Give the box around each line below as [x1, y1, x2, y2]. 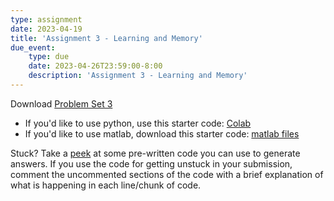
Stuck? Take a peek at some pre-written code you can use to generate [10, 147, 301, 159]
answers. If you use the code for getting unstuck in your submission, [10, 157, 293, 170]
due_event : [10, 42, 56, 53]
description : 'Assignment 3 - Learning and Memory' [28, 71, 248, 81]
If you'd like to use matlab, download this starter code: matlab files [24, 127, 300, 140]
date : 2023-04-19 [10, 24, 83, 34]
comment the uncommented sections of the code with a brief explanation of [10, 168, 324, 180]
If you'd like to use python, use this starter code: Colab [24, 117, 252, 129]
